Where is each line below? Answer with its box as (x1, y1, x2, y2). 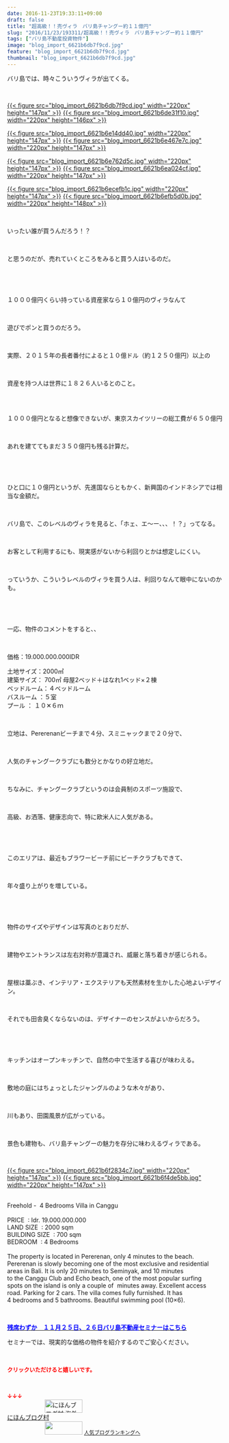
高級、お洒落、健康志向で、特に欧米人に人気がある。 (7, 812, 157, 820)
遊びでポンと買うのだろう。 (7, 323, 85, 331)
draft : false (7, 16, 44, 23)
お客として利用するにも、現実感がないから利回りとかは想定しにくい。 (7, 547, 204, 555)
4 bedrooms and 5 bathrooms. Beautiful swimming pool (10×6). (7, 1296, 186, 1304)
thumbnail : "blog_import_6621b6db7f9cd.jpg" (7, 55, 136, 62)
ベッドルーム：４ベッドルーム (7, 684, 91, 692)
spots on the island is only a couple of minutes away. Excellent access (7, 1281, 206, 1290)
